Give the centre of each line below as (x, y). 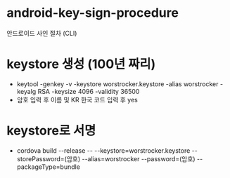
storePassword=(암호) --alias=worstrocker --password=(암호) (106, 158)
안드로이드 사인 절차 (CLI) (42, 33)
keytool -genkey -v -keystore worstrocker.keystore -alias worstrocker (117, 84)
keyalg (26, 91)
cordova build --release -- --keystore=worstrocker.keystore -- (107, 150)
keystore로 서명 (51, 131)
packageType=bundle (48, 167)
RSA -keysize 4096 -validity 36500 (89, 91)
